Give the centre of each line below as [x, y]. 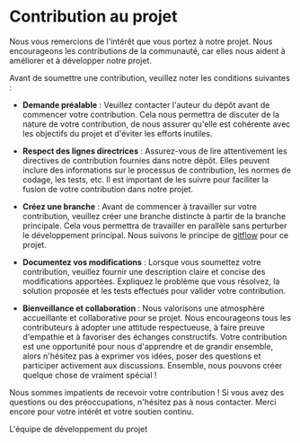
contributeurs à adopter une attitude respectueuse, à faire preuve [143, 327]
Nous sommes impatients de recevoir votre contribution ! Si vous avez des [147, 392]
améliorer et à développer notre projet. [81, 60]
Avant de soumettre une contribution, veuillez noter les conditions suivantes [150, 77]
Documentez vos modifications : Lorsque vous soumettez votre [141, 261]
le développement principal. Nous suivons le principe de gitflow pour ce [155, 235]
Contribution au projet [93, 17]
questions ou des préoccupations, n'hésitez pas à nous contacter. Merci [143, 402]
